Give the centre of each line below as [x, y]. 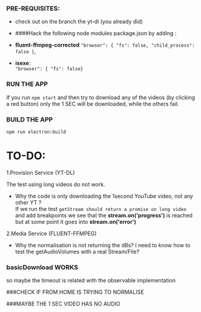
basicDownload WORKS [42, 267]
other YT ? [28, 202]
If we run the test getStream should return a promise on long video [100, 209]
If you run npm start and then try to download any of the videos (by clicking [101, 97]
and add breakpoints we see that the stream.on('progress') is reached [104, 215]
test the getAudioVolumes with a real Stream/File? [77, 252]
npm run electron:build [36, 132]
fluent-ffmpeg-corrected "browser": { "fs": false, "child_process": [105, 45]
